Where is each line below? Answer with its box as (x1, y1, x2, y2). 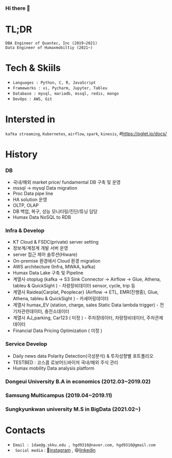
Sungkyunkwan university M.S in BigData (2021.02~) (5, 406, 141, 413)
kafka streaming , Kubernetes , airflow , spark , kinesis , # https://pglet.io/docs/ (5, 131, 167, 137)
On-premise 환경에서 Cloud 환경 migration (12, 258, 101, 264)
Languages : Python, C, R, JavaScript (12, 80, 96, 85)
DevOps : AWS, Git (12, 96, 52, 102)
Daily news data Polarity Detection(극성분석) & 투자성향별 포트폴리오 (12, 353, 154, 359)
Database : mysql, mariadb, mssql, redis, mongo (12, 91, 119, 96)
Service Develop (5, 340, 48, 347)
